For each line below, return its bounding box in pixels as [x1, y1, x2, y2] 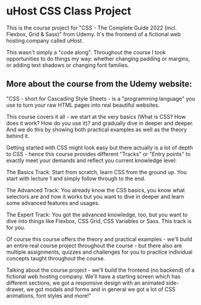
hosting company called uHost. [6, 37, 84, 44]
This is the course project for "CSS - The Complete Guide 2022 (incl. [6, 24, 177, 31]
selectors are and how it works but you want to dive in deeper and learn [6, 193, 185, 200]
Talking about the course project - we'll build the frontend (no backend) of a [6, 266, 195, 274]
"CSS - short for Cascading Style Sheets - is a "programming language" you [6, 95, 196, 102]
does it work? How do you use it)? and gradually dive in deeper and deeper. [6, 119, 194, 127]
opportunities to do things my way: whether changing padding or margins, [6, 55, 190, 62]
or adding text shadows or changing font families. [6, 61, 129, 69]
